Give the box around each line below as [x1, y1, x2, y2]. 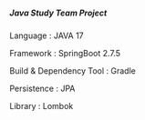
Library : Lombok [9, 100, 74, 111]
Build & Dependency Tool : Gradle [9, 65, 137, 76]
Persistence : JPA [9, 83, 76, 94]
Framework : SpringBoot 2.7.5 [9, 47, 121, 58]
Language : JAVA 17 [9, 30, 84, 41]
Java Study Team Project [9, 7, 108, 18]
